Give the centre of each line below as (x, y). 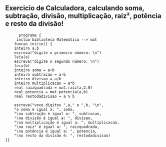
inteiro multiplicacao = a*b (44, 83)
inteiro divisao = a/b (38, 79)
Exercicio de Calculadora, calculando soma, (75, 8)
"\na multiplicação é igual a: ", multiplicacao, (67, 122)
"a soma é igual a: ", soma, (44, 109)
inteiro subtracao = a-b (40, 74)
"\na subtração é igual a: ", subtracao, (58, 114)
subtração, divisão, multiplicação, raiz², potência (83, 16)
